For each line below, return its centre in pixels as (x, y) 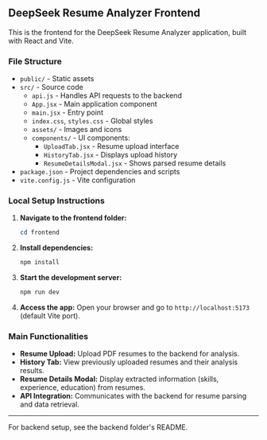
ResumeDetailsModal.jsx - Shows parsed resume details (135, 163)
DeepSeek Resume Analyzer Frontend (104, 13)
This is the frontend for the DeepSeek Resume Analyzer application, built (128, 32)
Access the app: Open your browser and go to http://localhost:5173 (135, 308)
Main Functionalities (48, 336)
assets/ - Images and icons (77, 130)
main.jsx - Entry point (67, 113)
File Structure (35, 61)
